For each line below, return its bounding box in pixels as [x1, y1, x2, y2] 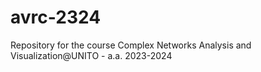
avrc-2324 [10, 6, 102, 29]
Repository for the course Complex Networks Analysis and [10, 39, 252, 51]
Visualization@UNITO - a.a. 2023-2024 [10, 49, 173, 61]
